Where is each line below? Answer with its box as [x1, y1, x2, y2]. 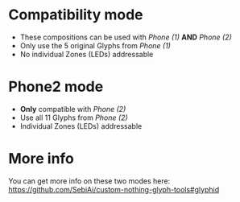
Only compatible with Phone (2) [19, 104, 126, 113]
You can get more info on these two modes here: [8, 175, 171, 186]
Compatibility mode [8, 6, 143, 24]
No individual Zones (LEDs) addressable [19, 49, 154, 59]
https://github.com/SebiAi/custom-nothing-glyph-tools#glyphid [8, 184, 220, 194]
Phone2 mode [8, 78, 104, 96]
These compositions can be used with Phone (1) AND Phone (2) [19, 32, 232, 42]
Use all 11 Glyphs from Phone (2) [19, 113, 129, 122]
